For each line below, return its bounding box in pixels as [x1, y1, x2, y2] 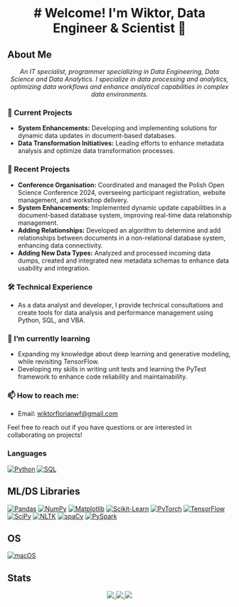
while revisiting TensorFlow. [17, 357, 100, 366]
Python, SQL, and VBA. [17, 315, 86, 324]
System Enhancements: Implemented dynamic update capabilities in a [17, 203, 226, 211]
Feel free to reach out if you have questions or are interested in [7, 423, 192, 432]
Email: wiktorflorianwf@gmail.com [17, 409, 119, 418]
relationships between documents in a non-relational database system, [17, 233, 226, 242]
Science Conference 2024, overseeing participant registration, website [17, 188, 226, 196]
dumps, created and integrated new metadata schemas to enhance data [17, 256, 230, 265]
